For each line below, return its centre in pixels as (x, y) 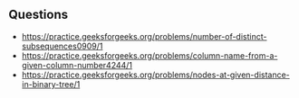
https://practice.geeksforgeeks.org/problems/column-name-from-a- (149, 55)
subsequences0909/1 (62, 46)
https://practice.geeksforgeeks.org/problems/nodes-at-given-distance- (156, 75)
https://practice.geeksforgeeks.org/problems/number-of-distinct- (144, 36)
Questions (39, 15)
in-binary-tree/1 (51, 84)
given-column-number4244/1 (77, 65)
